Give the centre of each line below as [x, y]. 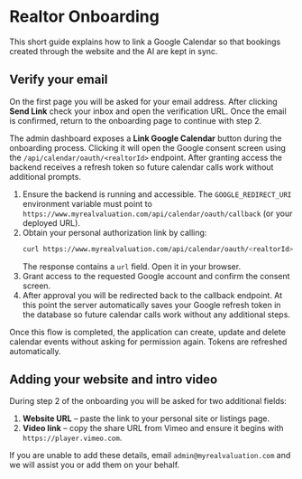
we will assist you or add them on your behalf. [95, 465]
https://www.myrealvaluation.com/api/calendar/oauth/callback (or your [157, 213]
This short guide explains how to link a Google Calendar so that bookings [145, 42]
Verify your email [59, 80]
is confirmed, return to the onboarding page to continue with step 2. [136, 120]
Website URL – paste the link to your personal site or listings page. [146, 418]
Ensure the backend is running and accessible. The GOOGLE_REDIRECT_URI [157, 194]
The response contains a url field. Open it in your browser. [132, 266]
